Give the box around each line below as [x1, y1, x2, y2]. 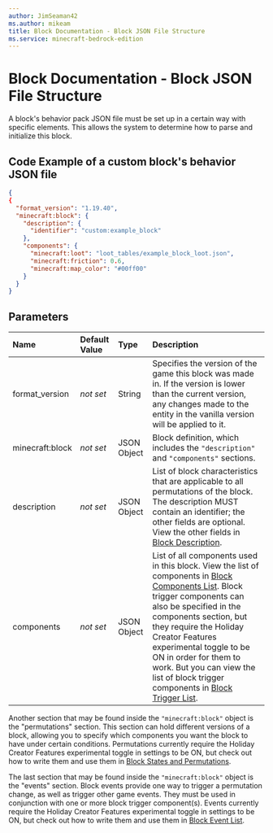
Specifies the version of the [152, 358, 258, 369]
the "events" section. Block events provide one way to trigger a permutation [8, 781, 262, 791]
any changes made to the [152, 399, 249, 410]
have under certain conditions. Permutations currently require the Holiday [8, 739, 255, 749]
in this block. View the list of [152, 560, 259, 572]
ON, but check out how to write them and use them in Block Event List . [8, 815, 245, 826]
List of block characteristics [152, 465, 258, 477]
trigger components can [152, 591, 245, 602]
